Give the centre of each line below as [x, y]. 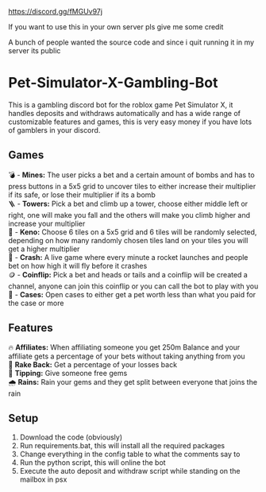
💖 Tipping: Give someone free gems [68, 373]
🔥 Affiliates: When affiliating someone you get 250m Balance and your [124, 347]
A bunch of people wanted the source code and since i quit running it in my [131, 42]
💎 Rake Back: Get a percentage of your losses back [93, 364]
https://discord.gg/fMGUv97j [56, 12]
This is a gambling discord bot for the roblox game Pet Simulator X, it [121, 105]
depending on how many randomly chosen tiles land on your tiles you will [128, 240]
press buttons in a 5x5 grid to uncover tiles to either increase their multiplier [132, 186]
